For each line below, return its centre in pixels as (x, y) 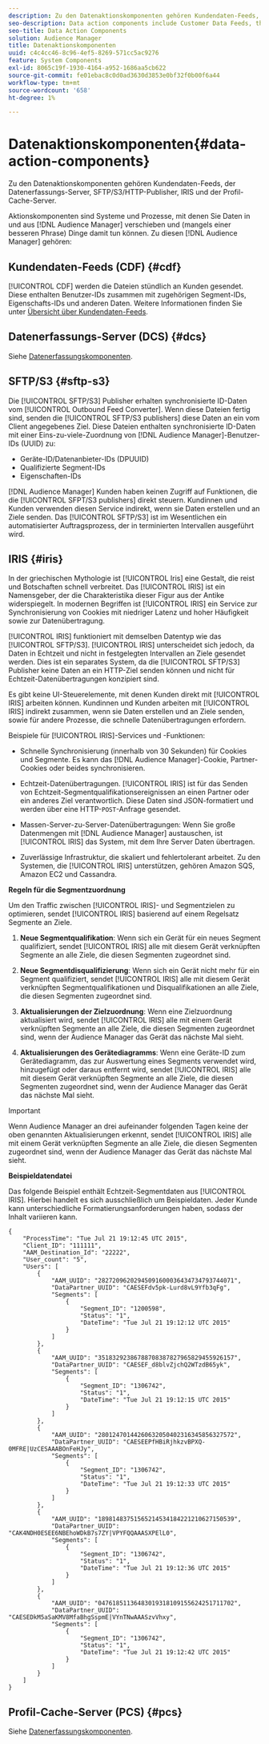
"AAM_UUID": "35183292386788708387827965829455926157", (146, 1358)
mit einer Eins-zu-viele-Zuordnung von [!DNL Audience (99, 434)
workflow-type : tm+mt (44, 83)
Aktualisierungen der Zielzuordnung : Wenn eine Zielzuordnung (126, 1011)
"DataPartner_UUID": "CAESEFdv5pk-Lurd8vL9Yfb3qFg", (141, 1288)
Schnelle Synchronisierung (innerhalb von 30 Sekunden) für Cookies (133, 751)
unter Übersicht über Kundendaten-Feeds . (78, 312)
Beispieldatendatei (40, 1176)
